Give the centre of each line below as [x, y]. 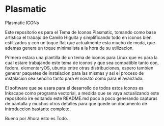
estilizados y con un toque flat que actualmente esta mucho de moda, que [80, 42]
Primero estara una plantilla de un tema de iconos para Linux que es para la [82, 57]
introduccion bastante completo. [38, 109]
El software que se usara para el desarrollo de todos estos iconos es [74, 88]
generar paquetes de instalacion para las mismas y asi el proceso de [74, 73]
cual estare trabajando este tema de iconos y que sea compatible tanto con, [82, 63]
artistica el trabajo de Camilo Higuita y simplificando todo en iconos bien [78, 37]
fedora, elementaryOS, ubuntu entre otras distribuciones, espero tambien [79, 68]
